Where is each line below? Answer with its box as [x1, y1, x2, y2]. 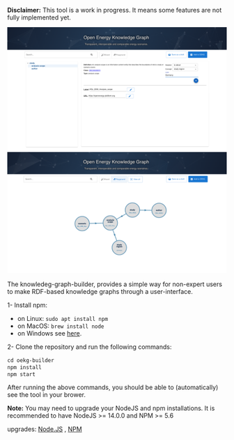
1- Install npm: [7, 301, 47, 309]
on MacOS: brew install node [17, 322, 104, 330]
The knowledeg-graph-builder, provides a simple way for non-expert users [7, 280, 223, 288]
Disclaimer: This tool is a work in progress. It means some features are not [7, 6, 222, 14]
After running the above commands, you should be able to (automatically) [7, 383, 219, 392]
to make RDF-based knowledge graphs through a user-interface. [7, 288, 194, 296]
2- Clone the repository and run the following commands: [7, 343, 172, 351]
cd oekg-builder [7, 357, 54, 364]
